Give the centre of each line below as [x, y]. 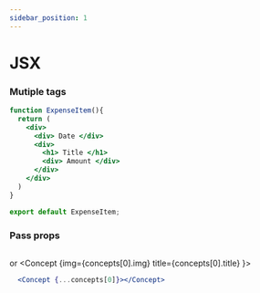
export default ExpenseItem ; [65, 212]
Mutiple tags [38, 91]
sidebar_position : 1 [49, 18]
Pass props [35, 235]
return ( [34, 119]
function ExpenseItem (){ [57, 110]
